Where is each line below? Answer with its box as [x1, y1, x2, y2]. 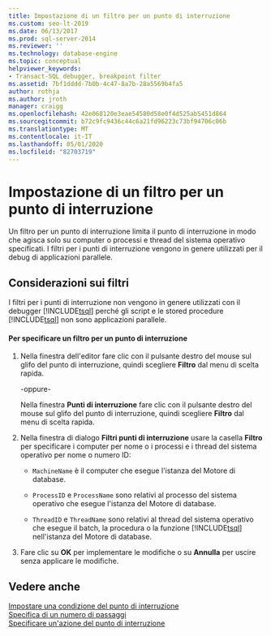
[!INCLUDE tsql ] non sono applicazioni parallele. [8, 315, 167, 324]
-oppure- [19, 385, 51, 394]
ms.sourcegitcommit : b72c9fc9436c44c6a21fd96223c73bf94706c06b [8, 118, 227, 126]
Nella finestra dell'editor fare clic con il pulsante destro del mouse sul [19, 351, 252, 361]
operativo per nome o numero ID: [19, 450, 131, 460]
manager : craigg [8, 102, 63, 110]
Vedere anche [8, 579, 81, 593]
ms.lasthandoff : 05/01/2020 [8, 140, 104, 148]
